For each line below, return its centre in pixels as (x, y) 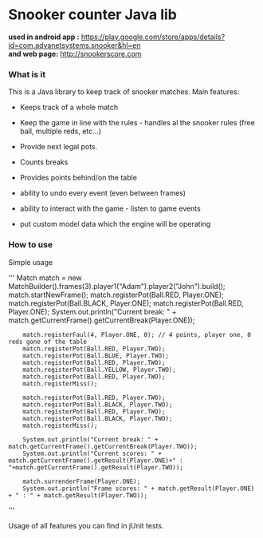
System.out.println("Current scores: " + (92, 453)
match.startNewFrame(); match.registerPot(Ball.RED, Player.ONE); (116, 295)
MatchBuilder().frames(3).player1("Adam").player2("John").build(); (117, 286)
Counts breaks (44, 162)
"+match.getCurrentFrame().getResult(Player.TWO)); (96, 467)
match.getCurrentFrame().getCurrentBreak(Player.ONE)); (102, 320)
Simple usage (31, 262)
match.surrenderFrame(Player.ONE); (82, 481)
